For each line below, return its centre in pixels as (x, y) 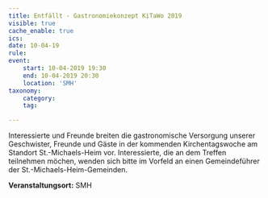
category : (40, 98)
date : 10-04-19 (34, 46)
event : (19, 61)
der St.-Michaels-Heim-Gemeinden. (68, 170)
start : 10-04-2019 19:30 (65, 68)
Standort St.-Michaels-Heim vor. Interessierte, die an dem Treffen (117, 153)
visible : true (32, 23)
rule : (17, 53)
